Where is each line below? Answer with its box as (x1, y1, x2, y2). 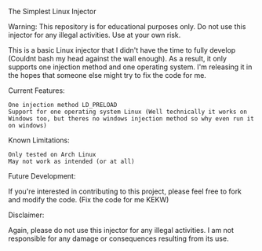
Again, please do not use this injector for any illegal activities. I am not (8, 226, 234, 234)
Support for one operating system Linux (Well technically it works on (8, 108, 247, 116)
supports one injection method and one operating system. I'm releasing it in (8, 62, 253, 72)
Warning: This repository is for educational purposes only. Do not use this (8, 22, 246, 31)
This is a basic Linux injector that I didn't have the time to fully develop (8, 46, 236, 54)
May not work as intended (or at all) (8, 157, 135, 165)
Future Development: (8, 172, 76, 180)
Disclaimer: (8, 210, 45, 220)
